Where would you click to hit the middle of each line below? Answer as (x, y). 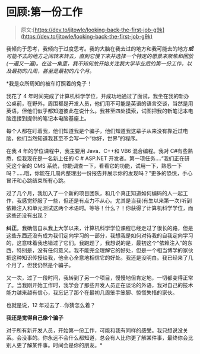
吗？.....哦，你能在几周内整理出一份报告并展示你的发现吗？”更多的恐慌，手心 (99, 173)
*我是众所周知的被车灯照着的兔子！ (49, 83)
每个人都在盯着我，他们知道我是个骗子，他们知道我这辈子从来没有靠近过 (94, 130)
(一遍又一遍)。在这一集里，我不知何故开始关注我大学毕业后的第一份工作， (96, 63)
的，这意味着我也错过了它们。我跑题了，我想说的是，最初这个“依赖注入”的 (97, 243)
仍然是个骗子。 (55, 265)
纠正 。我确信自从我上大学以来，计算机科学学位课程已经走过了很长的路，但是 (100, 228)
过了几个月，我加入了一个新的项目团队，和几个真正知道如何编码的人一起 (94, 193)
